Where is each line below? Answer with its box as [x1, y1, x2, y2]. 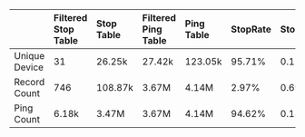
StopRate [231, 23, 272, 35]
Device [14, 61, 44, 73]
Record [14, 76, 45, 88]
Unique [14, 50, 45, 62]
